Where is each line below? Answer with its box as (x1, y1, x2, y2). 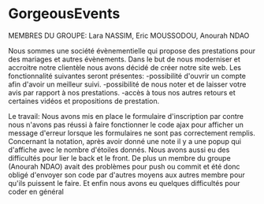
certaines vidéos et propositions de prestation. (8, 96, 160, 106)
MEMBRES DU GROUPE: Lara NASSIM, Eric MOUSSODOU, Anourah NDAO (8, 31, 250, 40)
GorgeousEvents (8, 5, 121, 23)
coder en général (8, 187, 65, 196)
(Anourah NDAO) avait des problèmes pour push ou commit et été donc (8, 161, 240, 171)
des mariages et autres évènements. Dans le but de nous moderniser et (8, 54, 240, 64)
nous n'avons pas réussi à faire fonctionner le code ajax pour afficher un (8, 120, 244, 129)
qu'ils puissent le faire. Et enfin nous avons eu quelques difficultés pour (8, 178, 240, 187)
